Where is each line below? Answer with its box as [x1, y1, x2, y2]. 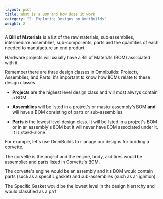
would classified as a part [5, 188, 57, 195]
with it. [5, 60, 19, 66]
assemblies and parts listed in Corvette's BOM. [5, 159, 100, 165]
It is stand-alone [12, 129, 46, 135]
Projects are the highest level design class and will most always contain [12, 89, 158, 95]
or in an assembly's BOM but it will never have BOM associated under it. [12, 124, 158, 130]
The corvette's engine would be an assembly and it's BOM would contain [5, 168, 153, 174]
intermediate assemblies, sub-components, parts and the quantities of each [5, 40, 159, 46]
